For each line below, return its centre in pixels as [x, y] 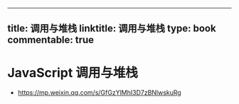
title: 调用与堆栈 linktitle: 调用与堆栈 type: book [112, 29]
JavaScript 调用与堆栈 [73, 73]
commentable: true [51, 40]
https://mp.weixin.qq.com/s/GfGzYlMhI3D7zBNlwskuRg [99, 93]
